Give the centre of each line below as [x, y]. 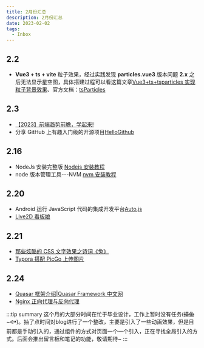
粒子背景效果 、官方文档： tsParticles [60, 89]
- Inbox [22, 35]
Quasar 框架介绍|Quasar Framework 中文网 [69, 294]
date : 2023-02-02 [28, 23]
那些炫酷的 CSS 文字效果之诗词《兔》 [62, 252]
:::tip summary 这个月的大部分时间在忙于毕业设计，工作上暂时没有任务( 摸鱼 [100, 314]
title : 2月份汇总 [26, 12]
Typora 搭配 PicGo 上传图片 [49, 259]
